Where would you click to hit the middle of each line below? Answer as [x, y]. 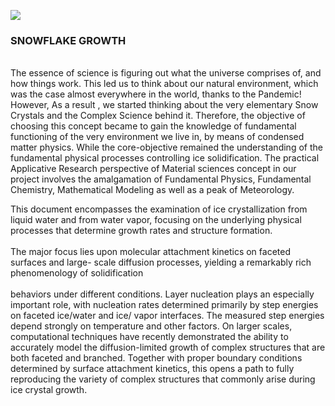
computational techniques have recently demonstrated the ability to [149, 337]
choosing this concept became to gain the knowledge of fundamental [153, 126]
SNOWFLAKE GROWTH [68, 40]
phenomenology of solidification [77, 273]
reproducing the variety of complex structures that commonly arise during [163, 379]
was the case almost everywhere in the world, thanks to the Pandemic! [156, 94]
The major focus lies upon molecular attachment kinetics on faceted [150, 252]
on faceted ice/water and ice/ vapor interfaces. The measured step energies [167, 316]
